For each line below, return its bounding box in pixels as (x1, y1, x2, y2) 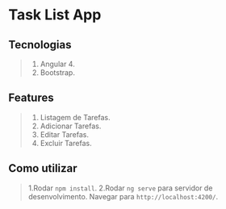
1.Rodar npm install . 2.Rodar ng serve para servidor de (27, 183, 213, 193)
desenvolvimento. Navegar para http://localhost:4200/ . (27, 191, 219, 201)
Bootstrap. (40, 68, 75, 77)
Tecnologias (8, 38, 72, 52)
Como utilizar (8, 161, 78, 175)
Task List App (8, 6, 102, 24)
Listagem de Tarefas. (40, 112, 111, 122)
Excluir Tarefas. (40, 138, 92, 148)
